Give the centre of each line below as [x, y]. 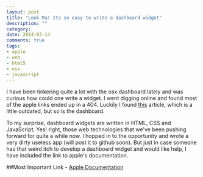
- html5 [16, 63]
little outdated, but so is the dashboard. [55, 111]
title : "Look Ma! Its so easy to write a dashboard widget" [84, 18]
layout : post [23, 12]
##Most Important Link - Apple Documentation [65, 167]
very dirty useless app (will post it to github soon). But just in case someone [101, 143]
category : [19, 29]
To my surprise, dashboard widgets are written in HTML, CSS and [89, 123]
